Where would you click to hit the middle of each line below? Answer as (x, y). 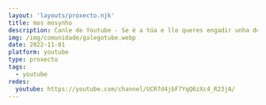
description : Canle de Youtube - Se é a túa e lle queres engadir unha (129, 30)
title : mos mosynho (40, 23)
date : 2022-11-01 (37, 45)
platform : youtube (38, 52)
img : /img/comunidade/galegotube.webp (72, 37)
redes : (19, 81)
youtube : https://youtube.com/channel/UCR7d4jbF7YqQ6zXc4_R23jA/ (125, 89)
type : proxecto (33, 60)
